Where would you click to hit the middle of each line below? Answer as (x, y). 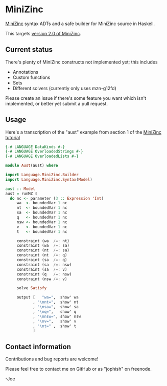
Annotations (25, 72)
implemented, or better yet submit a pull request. (57, 103)
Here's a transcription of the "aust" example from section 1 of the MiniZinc (83, 132)
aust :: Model (20, 189)
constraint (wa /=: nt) (43, 241)
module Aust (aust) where (32, 166)
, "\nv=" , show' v (54, 321)
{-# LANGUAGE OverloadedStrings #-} (44, 152)
